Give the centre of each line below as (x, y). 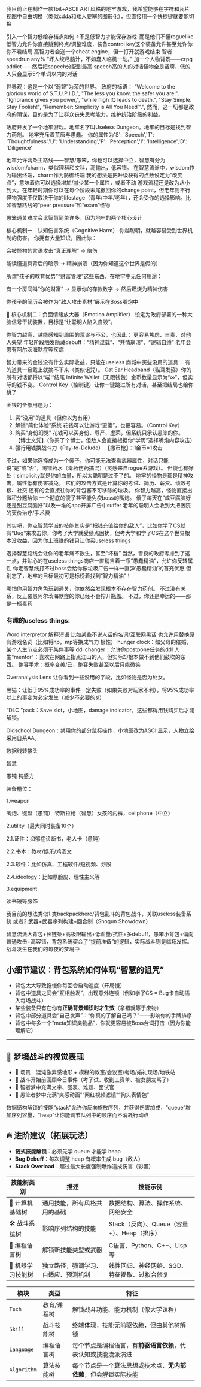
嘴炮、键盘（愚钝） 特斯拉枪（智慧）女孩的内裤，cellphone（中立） (90, 813)
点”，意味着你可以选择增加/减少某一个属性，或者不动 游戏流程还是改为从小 (98, 182)
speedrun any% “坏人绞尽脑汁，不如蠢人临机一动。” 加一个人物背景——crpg (100, 59)
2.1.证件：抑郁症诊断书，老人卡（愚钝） (55, 839)
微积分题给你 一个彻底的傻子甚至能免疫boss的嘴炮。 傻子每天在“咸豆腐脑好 (99, 498)
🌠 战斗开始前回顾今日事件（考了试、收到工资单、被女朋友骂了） (93, 1080)
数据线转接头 (22, 751)
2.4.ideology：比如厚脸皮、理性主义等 (53, 877)
